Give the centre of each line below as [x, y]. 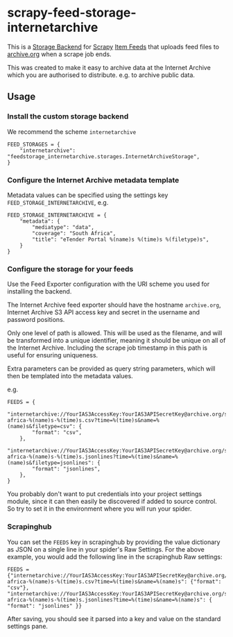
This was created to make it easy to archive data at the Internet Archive [109, 67]
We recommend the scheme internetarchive [72, 131]
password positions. [36, 320]
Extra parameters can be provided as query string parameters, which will [111, 368]
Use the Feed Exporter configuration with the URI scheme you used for [109, 284]
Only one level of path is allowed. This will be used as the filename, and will [115, 333]
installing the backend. [40, 291]
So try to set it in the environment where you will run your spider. [100, 509]
